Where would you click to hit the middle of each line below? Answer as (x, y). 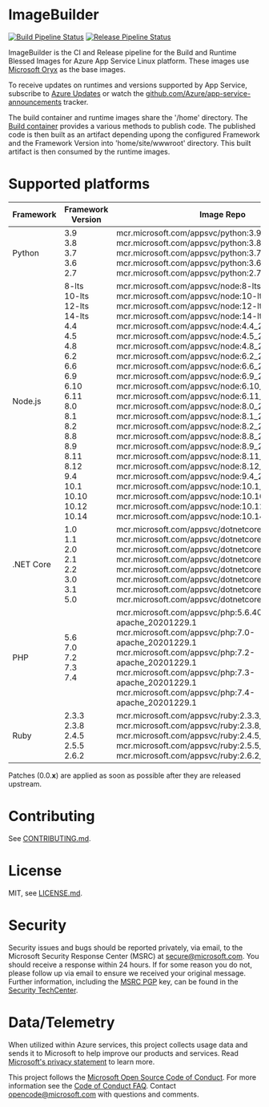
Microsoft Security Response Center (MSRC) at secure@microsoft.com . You (134, 956)
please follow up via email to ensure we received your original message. (127, 973)
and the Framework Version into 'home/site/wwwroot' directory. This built (130, 143)
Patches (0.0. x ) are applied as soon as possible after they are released (125, 775)
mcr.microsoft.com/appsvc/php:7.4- (185, 692)
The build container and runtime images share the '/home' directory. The (128, 117)
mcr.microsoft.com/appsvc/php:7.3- (185, 672)
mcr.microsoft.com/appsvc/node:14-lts (191, 316)
